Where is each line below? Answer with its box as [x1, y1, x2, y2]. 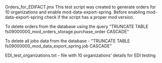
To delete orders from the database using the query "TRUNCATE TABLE [5, 24, 149, 29]
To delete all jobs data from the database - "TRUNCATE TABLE [5, 38, 130, 44]
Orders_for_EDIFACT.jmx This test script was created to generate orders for [5, 4, 156, 10]
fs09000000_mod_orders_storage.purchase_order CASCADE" [5, 29, 130, 34]
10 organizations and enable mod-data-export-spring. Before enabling [5, 9, 146, 15]
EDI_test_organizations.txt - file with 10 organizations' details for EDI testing [5, 52, 156, 58]
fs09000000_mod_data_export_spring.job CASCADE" [5, 43, 113, 49]
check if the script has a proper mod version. [44, 14, 134, 20]
